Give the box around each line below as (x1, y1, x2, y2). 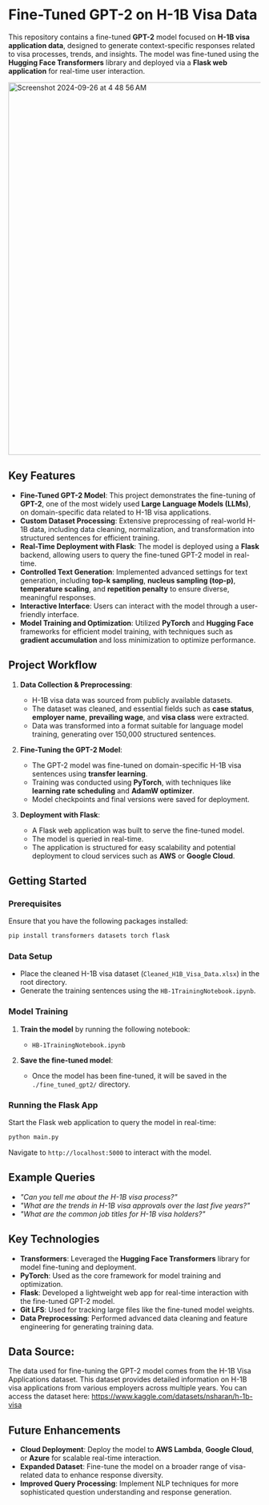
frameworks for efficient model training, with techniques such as (19, 627, 234, 636)
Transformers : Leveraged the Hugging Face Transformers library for (19, 1253, 251, 1263)
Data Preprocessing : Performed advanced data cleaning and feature (19, 1313, 248, 1323)
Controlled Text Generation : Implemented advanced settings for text (19, 567, 248, 576)
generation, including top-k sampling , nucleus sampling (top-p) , (19, 575, 236, 585)
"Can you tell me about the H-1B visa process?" (19, 1192, 178, 1201)
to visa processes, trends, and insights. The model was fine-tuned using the (8, 49, 259, 59)
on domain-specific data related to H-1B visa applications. (19, 507, 211, 517)
